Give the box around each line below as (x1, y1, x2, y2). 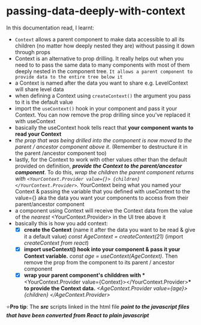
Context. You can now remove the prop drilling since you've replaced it (14, 111, 191, 118)
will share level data (14, 85, 64, 93)
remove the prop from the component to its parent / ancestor (23, 259, 175, 266)
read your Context (14, 130, 62, 138)
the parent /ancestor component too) (14, 149, 107, 157)
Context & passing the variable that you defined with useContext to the (14, 187, 190, 195)
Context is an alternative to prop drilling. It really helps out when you (14, 55, 184, 62)
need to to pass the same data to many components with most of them (14, 61, 190, 68)
